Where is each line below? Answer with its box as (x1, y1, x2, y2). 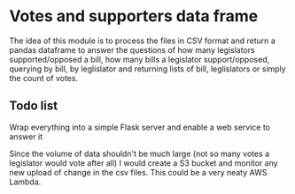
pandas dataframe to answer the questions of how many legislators (9, 44, 255, 55)
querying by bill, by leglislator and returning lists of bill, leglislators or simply (9, 63, 286, 74)
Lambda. (9, 176, 42, 187)
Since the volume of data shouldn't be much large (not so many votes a (9, 148, 270, 159)
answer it (9, 131, 43, 142)
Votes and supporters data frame (9, 6, 259, 26)
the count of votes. (9, 72, 78, 83)
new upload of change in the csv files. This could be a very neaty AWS (9, 167, 268, 177)
